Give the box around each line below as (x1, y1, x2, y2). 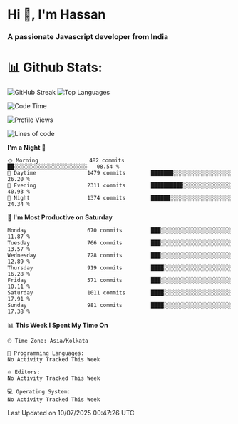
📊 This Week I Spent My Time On (7, 321, 108, 330)
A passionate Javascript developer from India (7, 32, 169, 42)
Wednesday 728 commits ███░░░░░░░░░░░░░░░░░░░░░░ (7, 252, 232, 259)
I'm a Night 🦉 (7, 143, 46, 152)
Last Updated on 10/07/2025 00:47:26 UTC (7, 409, 135, 418)
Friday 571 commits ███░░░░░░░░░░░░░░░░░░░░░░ (7, 277, 232, 284)
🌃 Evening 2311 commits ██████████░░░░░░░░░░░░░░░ (7, 182, 232, 190)
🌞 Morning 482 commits (7, 157, 125, 165)
